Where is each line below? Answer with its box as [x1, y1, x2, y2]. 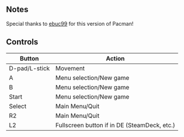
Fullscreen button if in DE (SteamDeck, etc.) [55, 121, 175, 129]
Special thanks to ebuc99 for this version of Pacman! [6, 20, 134, 27]
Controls [6, 37, 39, 47]
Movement [55, 64, 85, 72]
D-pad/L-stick [9, 64, 50, 72]
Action [106, 54, 125, 62]
